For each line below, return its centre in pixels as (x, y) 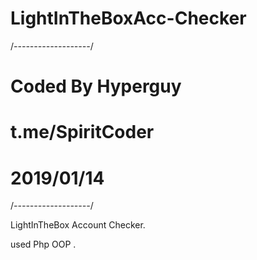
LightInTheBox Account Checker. (78, 225)
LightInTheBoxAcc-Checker (128, 18)
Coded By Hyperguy (96, 86)
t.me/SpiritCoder (82, 132)
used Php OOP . (43, 244)
